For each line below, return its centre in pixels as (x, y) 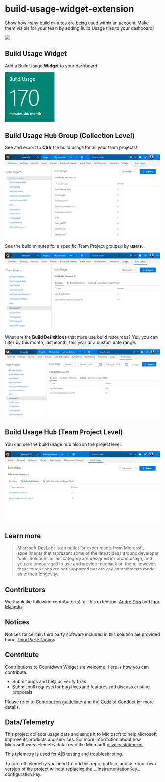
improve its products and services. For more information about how (73, 739)
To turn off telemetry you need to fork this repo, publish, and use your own (81, 764)
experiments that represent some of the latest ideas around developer (88, 553)
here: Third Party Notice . (30, 639)
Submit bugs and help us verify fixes (49, 681)
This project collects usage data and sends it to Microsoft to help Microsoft (81, 734)
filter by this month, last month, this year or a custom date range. (71, 342)
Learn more (23, 536)
